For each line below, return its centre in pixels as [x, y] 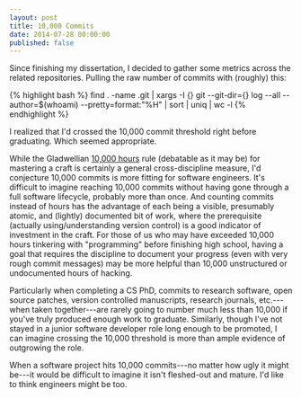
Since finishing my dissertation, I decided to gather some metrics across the [150, 68]
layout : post [34, 18]
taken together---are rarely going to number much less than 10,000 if [160, 310]
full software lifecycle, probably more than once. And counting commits [142, 197]
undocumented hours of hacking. [71, 273]
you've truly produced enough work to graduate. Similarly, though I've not [146, 319]
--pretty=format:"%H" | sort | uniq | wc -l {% [163, 105]
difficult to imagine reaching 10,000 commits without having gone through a [149, 187]
